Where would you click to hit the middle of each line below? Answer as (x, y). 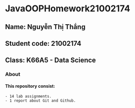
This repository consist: (30, 86)
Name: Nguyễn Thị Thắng (45, 27)
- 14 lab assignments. (28, 97)
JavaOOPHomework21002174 (68, 9)
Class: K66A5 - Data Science (51, 60)
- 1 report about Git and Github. (41, 101)
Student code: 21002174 (43, 43)
